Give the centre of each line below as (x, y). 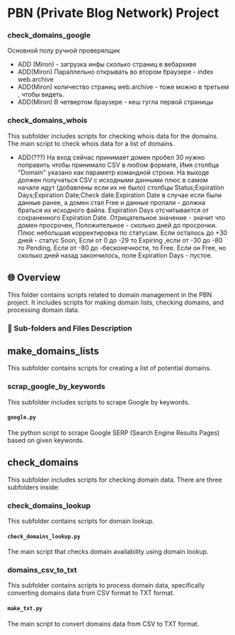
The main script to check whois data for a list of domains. (91, 143)
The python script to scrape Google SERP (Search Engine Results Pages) (114, 432)
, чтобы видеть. (41, 94)
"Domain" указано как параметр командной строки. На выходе (113, 172)
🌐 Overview (34, 278)
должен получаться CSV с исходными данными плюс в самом (113, 180)
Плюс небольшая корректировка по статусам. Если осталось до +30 (122, 233)
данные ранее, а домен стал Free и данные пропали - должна (111, 202)
